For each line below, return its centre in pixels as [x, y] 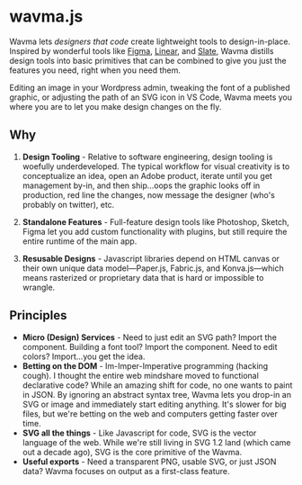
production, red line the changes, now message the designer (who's [149, 194]
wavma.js [46, 17]
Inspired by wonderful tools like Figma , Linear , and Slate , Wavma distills [142, 50]
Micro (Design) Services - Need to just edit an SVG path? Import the [149, 337]
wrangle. [39, 287]
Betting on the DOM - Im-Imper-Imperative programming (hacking [145, 365]
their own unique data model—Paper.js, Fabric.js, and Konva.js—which [153, 268]
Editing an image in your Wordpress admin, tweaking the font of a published [150, 87]
